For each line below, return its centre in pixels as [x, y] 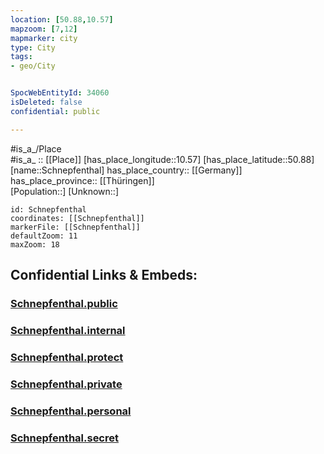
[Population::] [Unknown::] [65, 191]
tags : [21, 57]
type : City [33, 47]
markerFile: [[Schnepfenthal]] [75, 227]
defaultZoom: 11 [44, 236]
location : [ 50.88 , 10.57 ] [62, 19]
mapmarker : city [44, 38]
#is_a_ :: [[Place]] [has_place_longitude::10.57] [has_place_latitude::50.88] [162, 159]
